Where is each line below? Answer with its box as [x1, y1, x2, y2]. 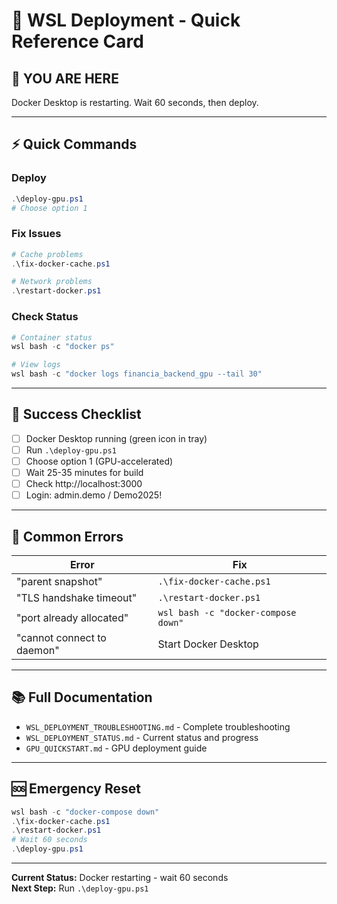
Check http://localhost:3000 [25, 478, 143, 490]
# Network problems [11, 277, 93, 287]
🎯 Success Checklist [11, 406, 142, 423]
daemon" [16, 644, 60, 658]
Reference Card [11, 30, 144, 53]
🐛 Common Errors [11, 528, 124, 545]
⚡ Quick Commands [11, 136, 138, 153]
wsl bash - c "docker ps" [11, 342, 115, 352]
